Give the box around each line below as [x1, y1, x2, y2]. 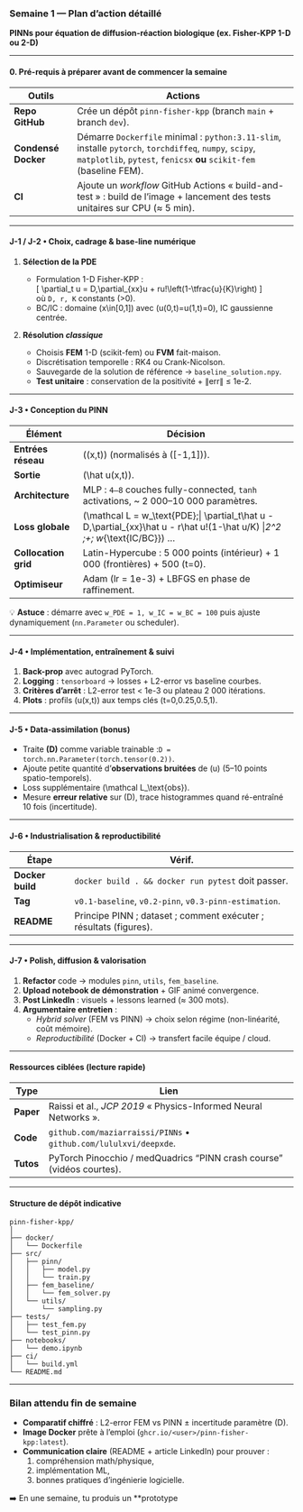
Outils [28, 89, 54, 102]
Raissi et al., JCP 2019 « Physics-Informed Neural [48, 1099, 263, 1112]
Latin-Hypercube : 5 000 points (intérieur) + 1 [82, 546, 280, 559]
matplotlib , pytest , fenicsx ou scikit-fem [76, 152, 255, 165]
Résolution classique [22, 329, 104, 340]
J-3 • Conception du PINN [9, 405, 108, 416]
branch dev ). [76, 115, 130, 128]
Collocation [14, 546, 65, 559]
